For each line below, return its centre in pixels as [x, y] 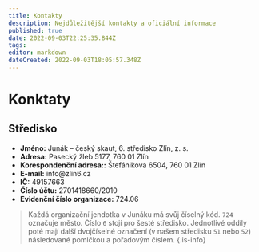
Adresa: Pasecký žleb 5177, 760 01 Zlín [84, 156]
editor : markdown [37, 53]
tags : [17, 45]
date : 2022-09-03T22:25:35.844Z [62, 38]
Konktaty [40, 100]
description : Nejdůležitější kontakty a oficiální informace [112, 23]
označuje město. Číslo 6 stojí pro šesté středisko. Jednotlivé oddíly [137, 222]
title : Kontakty [35, 16]
